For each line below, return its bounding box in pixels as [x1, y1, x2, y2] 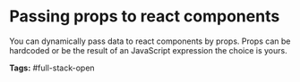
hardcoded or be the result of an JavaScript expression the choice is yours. [9, 45, 288, 55]
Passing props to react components [9, 6, 280, 27]
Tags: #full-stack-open [9, 62, 96, 73]
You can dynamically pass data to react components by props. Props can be [9, 36, 291, 46]
